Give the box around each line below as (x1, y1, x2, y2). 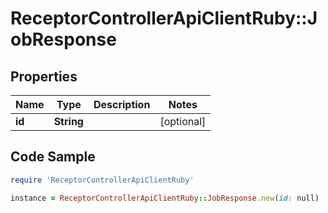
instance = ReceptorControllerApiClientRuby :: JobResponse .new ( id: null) (10, 193, 320, 203)
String (53, 115, 84, 128)
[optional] (159, 115, 207, 128)
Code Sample (10, 148, 96, 166)
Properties (10, 68, 78, 85)
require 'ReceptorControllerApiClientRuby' (10, 175, 195, 185)
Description (93, 98, 151, 111)
